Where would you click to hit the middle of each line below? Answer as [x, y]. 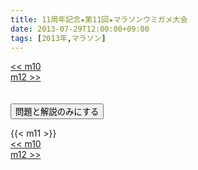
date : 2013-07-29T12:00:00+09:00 [80, 29]
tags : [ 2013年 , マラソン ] [58, 38]
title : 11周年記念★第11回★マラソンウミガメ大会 [99, 19]
